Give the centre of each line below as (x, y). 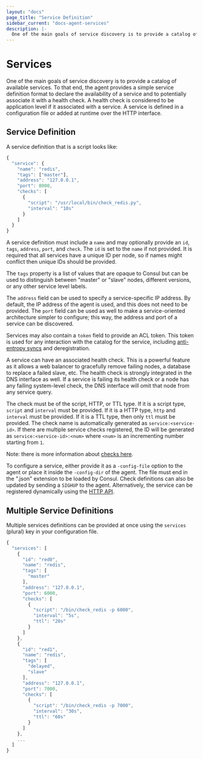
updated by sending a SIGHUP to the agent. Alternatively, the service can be (100, 485)
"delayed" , (42, 666)
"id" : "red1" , (40, 650)
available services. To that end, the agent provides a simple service (90, 88)
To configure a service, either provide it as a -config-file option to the (95, 466)
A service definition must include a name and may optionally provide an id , (98, 243)
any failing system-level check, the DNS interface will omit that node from (98, 386)
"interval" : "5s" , (56, 616)
